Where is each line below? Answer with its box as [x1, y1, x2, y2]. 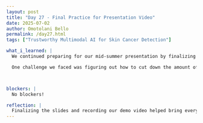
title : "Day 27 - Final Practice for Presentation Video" [6, 14, 155, 20]
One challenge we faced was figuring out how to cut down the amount [11, 64, 190, 70]
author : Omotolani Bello [6, 25, 69, 32]
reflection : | [6, 102, 42, 109]
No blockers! [11, 91, 45, 97]
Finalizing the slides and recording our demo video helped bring [11, 108, 182, 114]
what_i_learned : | [6, 48, 53, 54]
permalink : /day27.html [6, 31, 66, 37]
